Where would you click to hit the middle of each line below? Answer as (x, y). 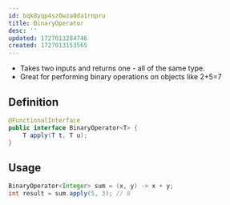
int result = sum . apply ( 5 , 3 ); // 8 (69, 194)
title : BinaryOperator (46, 23)
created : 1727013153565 (48, 46)
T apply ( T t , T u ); (55, 135)
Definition (33, 102)
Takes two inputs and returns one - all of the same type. (113, 68)
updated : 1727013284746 (48, 38)
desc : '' (23, 30)
